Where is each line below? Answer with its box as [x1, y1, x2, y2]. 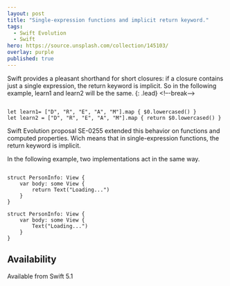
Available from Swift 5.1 [7, 271, 73, 280]
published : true [7, 55, 54, 62]
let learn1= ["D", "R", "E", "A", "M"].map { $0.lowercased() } [7, 108, 197, 115]
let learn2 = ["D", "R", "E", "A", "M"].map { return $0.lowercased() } [7, 114, 222, 121]
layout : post [7, 10, 45, 17]
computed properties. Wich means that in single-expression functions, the [7, 134, 220, 142]
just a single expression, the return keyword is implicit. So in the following [7, 81, 217, 90]
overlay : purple [7, 49, 54, 56]
